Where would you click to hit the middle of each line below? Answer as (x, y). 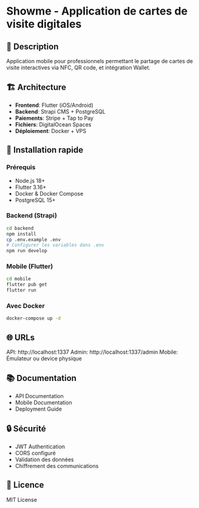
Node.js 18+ (30, 180)
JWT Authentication (40, 446)
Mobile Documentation (43, 402)
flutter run (21, 290)
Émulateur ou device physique (44, 359)
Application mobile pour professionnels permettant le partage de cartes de (99, 61)
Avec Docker (25, 306)
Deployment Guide (39, 409)
